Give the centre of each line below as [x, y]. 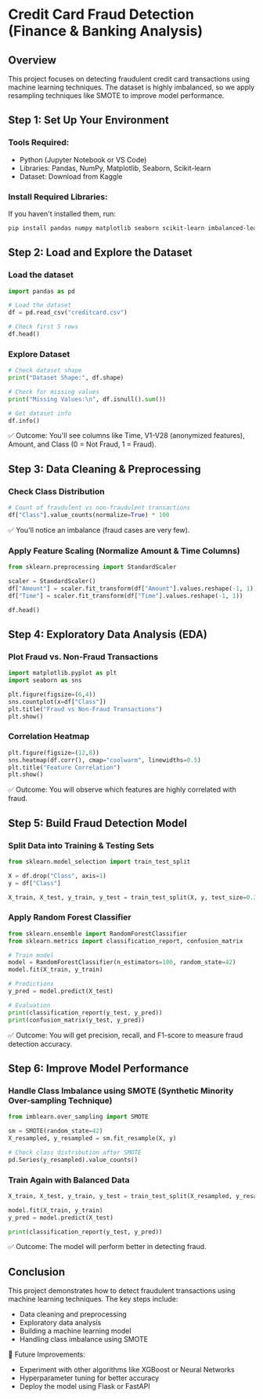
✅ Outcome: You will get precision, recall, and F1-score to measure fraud [126, 1035]
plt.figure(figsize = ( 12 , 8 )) [54, 752]
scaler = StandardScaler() [52, 581]
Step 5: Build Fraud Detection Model [98, 823]
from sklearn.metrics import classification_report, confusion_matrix [126, 941]
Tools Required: [39, 143]
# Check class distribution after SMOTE [75, 1152]
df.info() [24, 421]
